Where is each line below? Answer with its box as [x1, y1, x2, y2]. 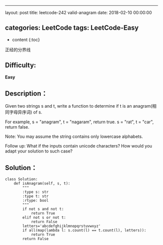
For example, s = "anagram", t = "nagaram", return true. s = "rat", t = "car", [5, 119, 154, 125]
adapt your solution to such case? [5, 148, 73, 154]
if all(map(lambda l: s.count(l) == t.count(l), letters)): [22, 228, 147, 233]
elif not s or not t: [22, 215, 66, 220]
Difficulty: [5, 61, 36, 70]
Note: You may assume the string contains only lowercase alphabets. [5, 133, 143, 139]
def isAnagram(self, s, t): [14, 181, 70, 186]
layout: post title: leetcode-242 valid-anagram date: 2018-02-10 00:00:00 [5, 10, 152, 15]
